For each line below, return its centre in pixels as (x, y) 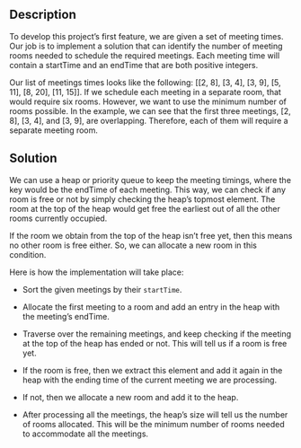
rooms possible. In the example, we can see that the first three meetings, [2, (150, 110)
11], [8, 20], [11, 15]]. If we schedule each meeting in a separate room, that (145, 92)
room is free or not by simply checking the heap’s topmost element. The (142, 199)
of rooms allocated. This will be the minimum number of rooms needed (153, 424)
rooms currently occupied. (58, 218)
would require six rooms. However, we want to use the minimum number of (148, 101)
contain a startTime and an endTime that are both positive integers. (134, 65)
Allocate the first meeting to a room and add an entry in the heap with (151, 307)
